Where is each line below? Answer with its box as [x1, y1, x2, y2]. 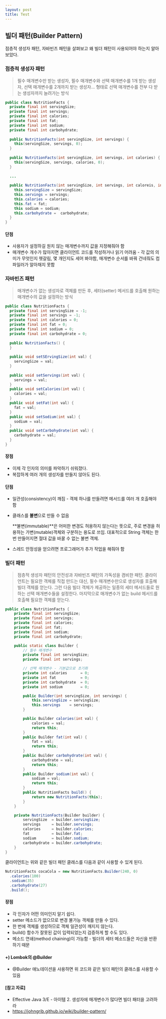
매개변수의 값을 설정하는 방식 [17, 294, 73, 300]
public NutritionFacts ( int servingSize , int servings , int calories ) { [9, 155, 161, 160]
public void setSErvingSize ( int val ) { [9, 354, 92, 360]
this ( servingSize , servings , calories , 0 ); [14, 160, 105, 165]
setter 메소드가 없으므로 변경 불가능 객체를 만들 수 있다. [12, 917, 119, 923]
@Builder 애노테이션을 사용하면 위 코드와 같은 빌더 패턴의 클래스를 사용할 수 [12, 966, 159, 972]
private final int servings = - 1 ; [9, 313, 81, 318]
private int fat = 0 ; [23, 675, 90, 680]
